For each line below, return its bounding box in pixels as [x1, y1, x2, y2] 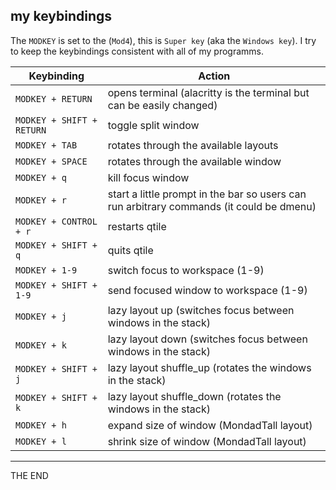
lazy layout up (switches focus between [107, 303, 295, 317]
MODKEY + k [15, 339, 67, 351]
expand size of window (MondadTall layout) [107, 418, 313, 432]
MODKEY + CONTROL [15, 215, 98, 227]
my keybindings [10, 8, 112, 25]
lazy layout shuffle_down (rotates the [107, 389, 282, 403]
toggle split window [107, 118, 200, 132]
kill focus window [107, 170, 190, 184]
